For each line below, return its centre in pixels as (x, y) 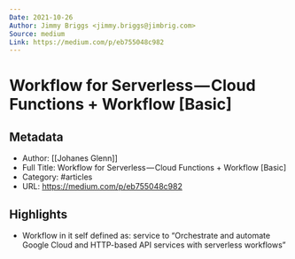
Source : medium (37, 34)
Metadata (36, 137)
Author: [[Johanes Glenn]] (70, 158)
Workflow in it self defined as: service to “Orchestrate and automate (146, 236)
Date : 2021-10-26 (41, 17)
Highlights (39, 214)
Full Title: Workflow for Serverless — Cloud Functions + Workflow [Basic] (154, 168)
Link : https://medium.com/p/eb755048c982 (87, 42)
